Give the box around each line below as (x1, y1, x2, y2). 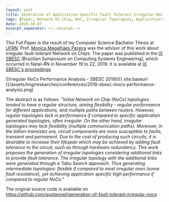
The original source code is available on (6, 186, 88, 192)
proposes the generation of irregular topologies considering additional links (6, 150, 162, 156)
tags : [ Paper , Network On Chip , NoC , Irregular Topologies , (6, 17, 134, 22)
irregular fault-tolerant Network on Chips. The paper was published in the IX (6, 51, 163, 57)
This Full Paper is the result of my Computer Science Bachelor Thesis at (6, 40, 154, 46)
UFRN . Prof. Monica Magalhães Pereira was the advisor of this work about (6, 45, 159, 51)
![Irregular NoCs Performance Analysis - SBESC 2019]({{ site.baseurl (6, 76, 148, 82)
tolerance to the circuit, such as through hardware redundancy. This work (6, 144, 158, 150)
